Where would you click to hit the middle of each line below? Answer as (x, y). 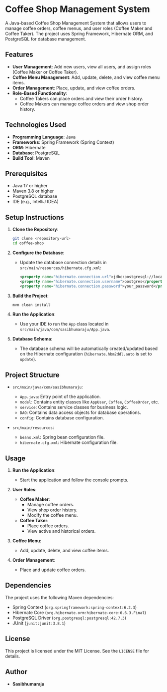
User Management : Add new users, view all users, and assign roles (82, 66)
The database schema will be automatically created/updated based (89, 348)
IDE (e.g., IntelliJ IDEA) (35, 202)
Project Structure (32, 375)
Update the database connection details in (63, 262)
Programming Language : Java (44, 137)
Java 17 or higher (30, 186)
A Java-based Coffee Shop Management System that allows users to (76, 23)
